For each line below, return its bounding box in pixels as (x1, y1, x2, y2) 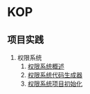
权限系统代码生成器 (27, 71, 83, 79)
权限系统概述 (27, 62, 64, 70)
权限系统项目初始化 (27, 79, 83, 88)
